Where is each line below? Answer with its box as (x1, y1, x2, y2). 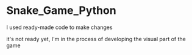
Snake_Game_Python (6, 4, 117, 18)
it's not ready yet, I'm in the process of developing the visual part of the (6, 35, 186, 42)
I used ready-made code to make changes (6, 24, 113, 31)
